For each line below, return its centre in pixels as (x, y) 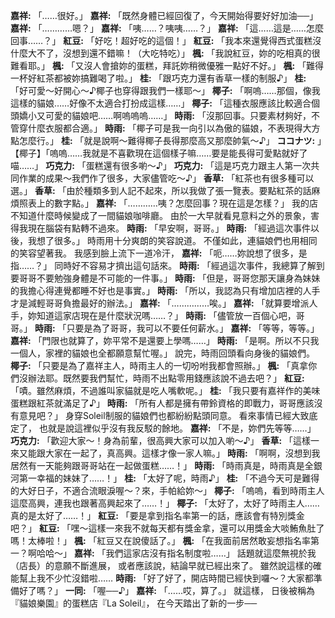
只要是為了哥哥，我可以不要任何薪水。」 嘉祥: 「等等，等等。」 (193, 328)
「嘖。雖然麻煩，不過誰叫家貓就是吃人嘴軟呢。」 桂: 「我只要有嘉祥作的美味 (165, 390)
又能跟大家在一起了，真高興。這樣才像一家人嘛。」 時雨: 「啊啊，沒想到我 (169, 453)
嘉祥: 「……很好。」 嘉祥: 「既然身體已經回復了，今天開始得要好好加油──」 (164, 15)
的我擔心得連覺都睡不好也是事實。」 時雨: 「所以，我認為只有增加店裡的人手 (165, 290)
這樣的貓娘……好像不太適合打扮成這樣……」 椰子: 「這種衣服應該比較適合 (161, 103)
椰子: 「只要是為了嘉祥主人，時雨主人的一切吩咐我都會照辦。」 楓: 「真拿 (159, 365)
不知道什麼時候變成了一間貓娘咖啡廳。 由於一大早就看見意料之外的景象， (160, 215)
